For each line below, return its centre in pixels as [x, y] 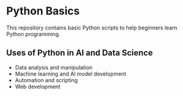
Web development [38, 86]
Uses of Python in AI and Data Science [80, 53]
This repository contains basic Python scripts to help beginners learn [92, 28]
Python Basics [43, 11]
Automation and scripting [46, 80]
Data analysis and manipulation [54, 67]
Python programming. [33, 34]
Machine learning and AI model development [70, 74]
